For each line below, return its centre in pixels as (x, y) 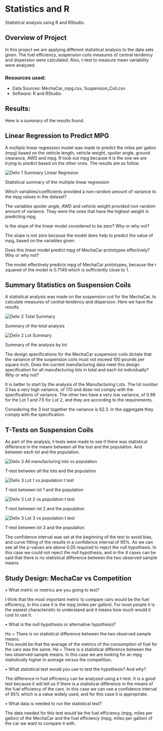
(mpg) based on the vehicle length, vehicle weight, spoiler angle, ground (78, 153)
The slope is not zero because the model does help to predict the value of (79, 235)
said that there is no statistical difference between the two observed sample (81, 558)
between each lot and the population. (43, 452)
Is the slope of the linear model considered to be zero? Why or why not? (77, 226)
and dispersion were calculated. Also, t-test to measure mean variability (77, 60)
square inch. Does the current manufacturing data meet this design (72, 365)
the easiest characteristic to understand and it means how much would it (78, 610)
